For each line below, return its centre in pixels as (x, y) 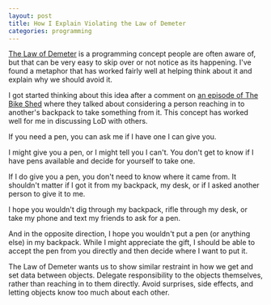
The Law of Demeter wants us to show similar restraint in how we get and (131, 267)
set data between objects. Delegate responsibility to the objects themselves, (135, 275)
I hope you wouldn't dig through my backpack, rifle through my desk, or (128, 210)
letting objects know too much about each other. (89, 293)
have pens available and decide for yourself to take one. (102, 161)
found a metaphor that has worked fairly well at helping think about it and (130, 71)
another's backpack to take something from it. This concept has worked (129, 112)
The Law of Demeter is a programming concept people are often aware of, (132, 54)
